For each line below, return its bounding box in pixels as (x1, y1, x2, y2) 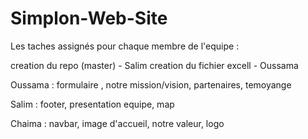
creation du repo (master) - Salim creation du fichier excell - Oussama (10, 59, 299, 71)
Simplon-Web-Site (10, 7, 168, 30)
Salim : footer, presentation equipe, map (10, 98, 175, 110)
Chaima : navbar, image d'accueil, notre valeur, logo (10, 117, 225, 129)
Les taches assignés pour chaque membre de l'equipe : (10, 40, 240, 52)
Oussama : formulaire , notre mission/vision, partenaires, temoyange (10, 78, 292, 91)
